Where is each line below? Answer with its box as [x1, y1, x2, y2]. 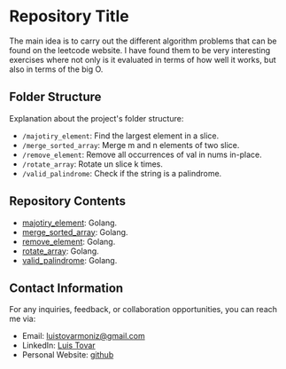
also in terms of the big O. [9, 64, 104, 75]
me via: [9, 313, 36, 325]
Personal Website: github [21, 349, 114, 360]
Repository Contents [9, 193, 127, 209]
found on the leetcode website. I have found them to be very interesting [9, 44, 271, 55]
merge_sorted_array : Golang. [21, 226, 128, 237]
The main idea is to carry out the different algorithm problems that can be [9, 35, 277, 46]
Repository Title [9, 6, 130, 27]
